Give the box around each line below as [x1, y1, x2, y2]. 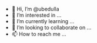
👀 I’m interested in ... [11, 12, 62, 19]
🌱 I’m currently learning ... [11, 18, 75, 24]
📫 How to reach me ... [11, 31, 66, 37]
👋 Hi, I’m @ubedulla [11, 6, 60, 12]
